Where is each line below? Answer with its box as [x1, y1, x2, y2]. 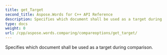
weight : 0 [5, 26, 26, 31]
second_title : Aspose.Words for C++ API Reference [5, 12, 113, 17]
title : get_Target [5, 7, 43, 12]
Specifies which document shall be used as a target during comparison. [5, 44, 153, 50]
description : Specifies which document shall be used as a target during [5, 16, 162, 21]
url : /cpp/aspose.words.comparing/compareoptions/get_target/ [5, 30, 137, 35]
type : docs [5, 21, 28, 26]
